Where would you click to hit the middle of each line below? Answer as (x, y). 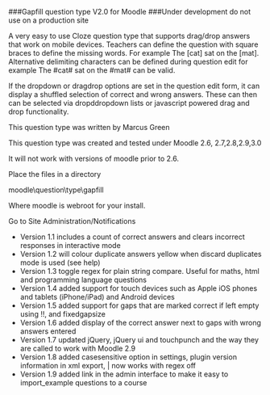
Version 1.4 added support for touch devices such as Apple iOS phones (139, 288)
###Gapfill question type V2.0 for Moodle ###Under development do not (130, 12)
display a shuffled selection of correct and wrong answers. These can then (133, 95)
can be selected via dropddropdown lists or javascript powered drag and (129, 103)
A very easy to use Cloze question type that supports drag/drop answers (129, 36)
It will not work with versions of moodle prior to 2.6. (94, 158)
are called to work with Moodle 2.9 (78, 348)
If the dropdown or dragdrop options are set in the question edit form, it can (134, 86)
